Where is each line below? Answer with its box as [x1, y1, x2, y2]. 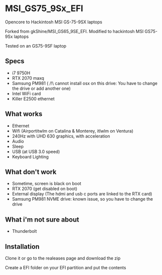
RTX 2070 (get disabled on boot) [12, 186, 77, 192]
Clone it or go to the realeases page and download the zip [5, 256, 121, 261]
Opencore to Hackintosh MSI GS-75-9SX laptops [5, 19, 103, 25]
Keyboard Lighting [12, 154, 49, 159]
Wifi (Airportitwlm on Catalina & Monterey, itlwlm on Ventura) [12, 128, 134, 134]
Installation [5, 242, 40, 251]
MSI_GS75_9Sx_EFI [5, 3, 84, 14]
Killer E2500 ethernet [12, 96, 55, 102]
